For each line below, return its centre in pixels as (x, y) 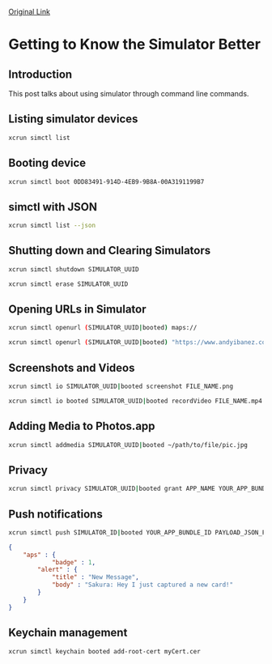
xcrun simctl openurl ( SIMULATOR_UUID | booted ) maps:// (103, 328)
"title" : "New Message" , (95, 577)
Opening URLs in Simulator (77, 310)
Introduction (40, 74)
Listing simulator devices (73, 119)
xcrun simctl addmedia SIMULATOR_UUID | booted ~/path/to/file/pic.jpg (128, 445)
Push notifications (55, 514)
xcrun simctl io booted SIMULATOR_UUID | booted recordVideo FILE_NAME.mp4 (136, 401)
